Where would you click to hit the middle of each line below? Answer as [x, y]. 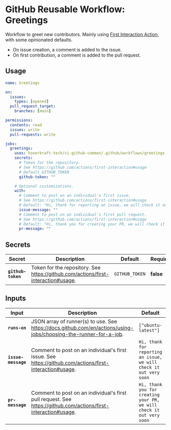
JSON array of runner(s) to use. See [74, 321]
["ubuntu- [151, 325]
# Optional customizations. [44, 186]
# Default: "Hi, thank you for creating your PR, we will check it [92, 224]
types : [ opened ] [32, 102]
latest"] [149, 330]
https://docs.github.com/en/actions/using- [82, 327]
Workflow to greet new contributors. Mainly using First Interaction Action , [82, 34]
